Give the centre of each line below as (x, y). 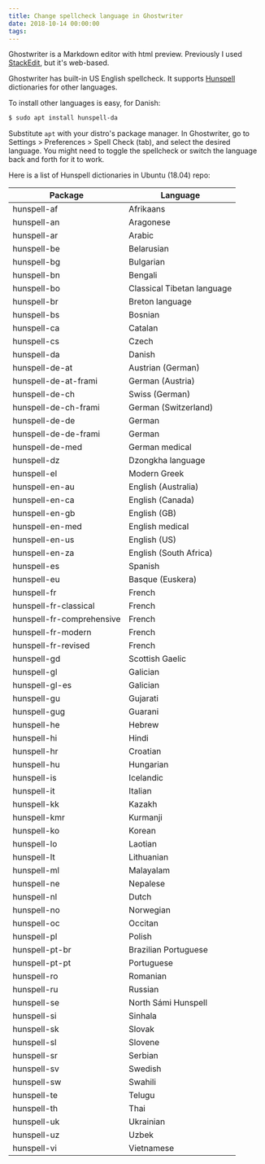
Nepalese (147, 884)
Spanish (144, 567)
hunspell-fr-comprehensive (67, 619)
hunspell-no (37, 910)
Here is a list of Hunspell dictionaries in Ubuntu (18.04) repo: (109, 175)
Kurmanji (146, 817)
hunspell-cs (36, 341)
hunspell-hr (35, 751)
